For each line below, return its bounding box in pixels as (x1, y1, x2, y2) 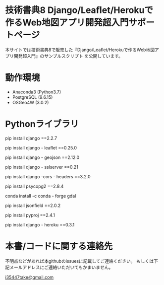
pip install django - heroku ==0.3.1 (5, 221, 75, 227)
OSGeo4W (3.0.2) (12, 99, 49, 105)
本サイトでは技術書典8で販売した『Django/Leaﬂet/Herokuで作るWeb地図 (5, 47, 155, 53)
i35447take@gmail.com (5, 274, 54, 280)
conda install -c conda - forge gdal (5, 193, 76, 199)
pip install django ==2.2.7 (5, 135, 57, 141)
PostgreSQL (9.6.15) (12, 94, 53, 100)
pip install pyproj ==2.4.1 (5, 212, 55, 218)
